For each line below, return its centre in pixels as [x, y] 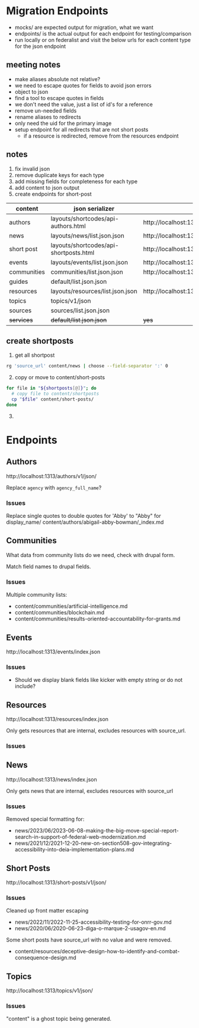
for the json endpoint [40, 46]
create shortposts [40, 341]
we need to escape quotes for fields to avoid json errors [83, 85]
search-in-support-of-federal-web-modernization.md [80, 837]
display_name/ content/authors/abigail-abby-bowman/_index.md [85, 522]
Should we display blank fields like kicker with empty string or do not [99, 680]
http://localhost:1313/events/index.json [53, 651]
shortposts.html [73, 252]
